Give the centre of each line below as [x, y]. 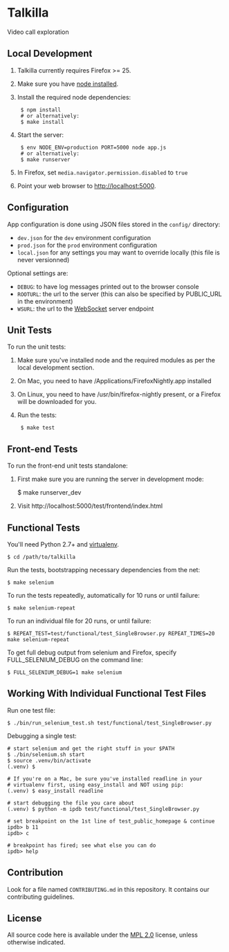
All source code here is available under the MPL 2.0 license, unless [103, 935]
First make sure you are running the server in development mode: [110, 479]
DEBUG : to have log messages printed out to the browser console [108, 286]
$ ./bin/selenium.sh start [46, 754]
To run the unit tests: [37, 347]
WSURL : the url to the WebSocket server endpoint [85, 309]
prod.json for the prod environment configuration [87, 245]
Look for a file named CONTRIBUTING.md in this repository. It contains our [108, 889]
